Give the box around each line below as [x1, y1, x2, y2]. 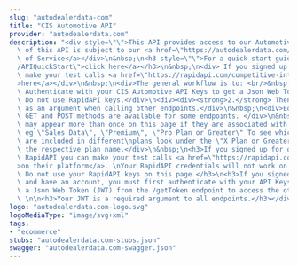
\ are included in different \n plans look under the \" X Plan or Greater [17, 137, 292, 145]
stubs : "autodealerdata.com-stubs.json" [9, 236, 161, 245]
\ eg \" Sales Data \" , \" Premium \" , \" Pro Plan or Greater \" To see [17, 129, 272, 137]
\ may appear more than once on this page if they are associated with [17, 121, 288, 129]
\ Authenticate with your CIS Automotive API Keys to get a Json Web [17, 87, 279, 96]
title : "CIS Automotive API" [9, 21, 117, 30]
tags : [9, 219, 29, 228]
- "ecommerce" [9, 227, 62, 236]
